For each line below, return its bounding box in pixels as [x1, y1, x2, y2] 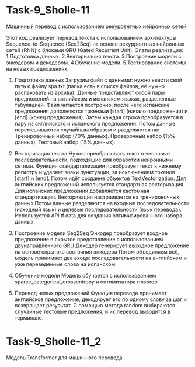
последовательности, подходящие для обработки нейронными [14, 156, 173, 163]
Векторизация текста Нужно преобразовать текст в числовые [14, 150, 170, 157]
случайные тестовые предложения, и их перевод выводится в [14, 308, 171, 315]
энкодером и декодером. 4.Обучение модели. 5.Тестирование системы [6, 59, 186, 66]
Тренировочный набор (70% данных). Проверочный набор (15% [14, 132, 176, 139]
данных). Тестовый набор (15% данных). [14, 139, 116, 146]
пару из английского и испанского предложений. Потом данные [14, 120, 176, 127]
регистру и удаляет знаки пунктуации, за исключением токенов [14, 168, 175, 175]
